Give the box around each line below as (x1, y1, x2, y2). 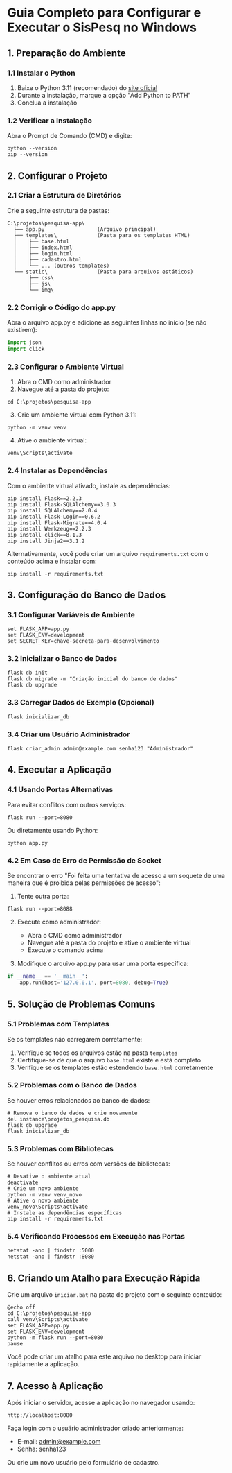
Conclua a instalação (17, 98, 78, 107)
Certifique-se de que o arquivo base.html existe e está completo (17, 1056, 202, 1064)
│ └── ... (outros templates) (13, 262, 110, 269)
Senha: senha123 (17, 1445, 66, 1454)
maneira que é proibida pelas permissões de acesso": (7, 879, 161, 887)
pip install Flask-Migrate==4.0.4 (7, 519, 107, 526)
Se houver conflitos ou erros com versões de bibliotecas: (7, 1160, 171, 1168)
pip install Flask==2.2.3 (7, 494, 82, 502)
